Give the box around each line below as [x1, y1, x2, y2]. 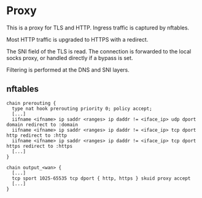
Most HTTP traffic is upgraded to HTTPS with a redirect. [6, 36, 149, 43]
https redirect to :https [6, 143, 72, 149]
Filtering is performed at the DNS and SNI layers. [6, 66, 130, 74]
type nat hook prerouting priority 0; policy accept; [12, 105, 152, 112]
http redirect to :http [6, 132, 68, 139]
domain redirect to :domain [6, 121, 79, 128]
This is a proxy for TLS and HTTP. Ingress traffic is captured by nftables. [6, 24, 189, 31]
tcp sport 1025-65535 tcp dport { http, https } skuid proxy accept [12, 175, 191, 181]
